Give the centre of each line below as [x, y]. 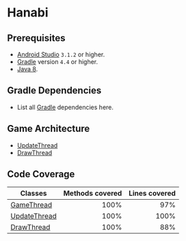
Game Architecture [49, 129]
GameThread [31, 205]
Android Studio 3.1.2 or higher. [61, 54]
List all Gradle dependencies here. [65, 107]
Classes [34, 194]
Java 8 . [27, 69]
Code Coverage [41, 174]
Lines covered [152, 194]
